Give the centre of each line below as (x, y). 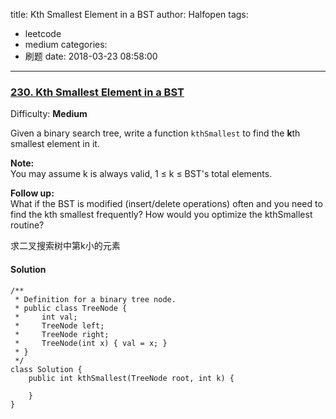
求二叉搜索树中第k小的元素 (65, 246)
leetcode (43, 33)
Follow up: (32, 193)
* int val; (46, 317)
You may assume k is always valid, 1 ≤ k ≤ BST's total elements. (141, 174)
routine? (27, 225)
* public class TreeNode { (71, 308)
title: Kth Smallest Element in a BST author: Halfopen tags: (129, 14)
